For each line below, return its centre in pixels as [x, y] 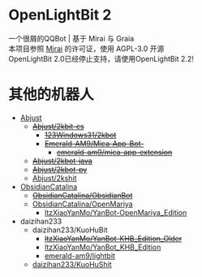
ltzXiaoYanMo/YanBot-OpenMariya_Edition [116, 212]
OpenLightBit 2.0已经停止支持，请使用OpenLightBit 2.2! [101, 58]
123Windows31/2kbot [80, 135]
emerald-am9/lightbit [80, 255]
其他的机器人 [52, 95]
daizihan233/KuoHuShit [72, 264]
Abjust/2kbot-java [62, 161]
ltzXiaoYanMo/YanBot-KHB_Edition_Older [113, 238]
